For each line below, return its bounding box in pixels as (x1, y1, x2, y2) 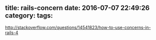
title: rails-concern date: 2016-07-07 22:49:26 (5, 4, 150, 12)
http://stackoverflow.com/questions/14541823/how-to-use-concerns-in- (5, 24, 151, 30)
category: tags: (5, 12, 53, 20)
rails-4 (5, 29, 19, 36)
